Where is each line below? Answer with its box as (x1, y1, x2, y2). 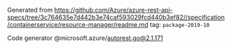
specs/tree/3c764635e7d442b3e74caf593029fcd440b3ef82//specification (7, 13, 225, 21)
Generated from (7, 6, 54, 14)
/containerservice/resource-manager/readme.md (7, 21, 148, 28)
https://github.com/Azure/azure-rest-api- (54, 6, 173, 14)
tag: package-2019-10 (149, 21, 210, 28)
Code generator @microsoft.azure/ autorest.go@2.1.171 (7, 34, 164, 42)
